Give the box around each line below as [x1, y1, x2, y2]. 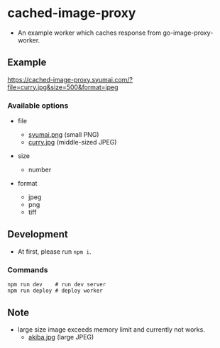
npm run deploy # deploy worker [7, 287, 103, 295]
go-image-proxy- [163, 28, 214, 37]
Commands [7, 264, 48, 274]
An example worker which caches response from [17, 28, 162, 37]
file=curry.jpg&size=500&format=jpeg [7, 83, 119, 91]
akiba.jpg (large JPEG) [28, 332, 94, 341]
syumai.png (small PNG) [28, 130, 99, 139]
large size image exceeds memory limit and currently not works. [17, 325, 206, 334]
